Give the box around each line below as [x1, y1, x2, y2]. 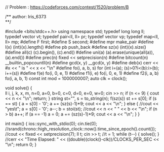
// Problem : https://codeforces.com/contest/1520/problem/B [5, 4, 129, 10]
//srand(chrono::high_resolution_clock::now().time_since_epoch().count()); [5, 126, 157, 132]
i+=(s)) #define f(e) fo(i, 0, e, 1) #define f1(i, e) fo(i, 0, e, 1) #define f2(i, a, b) [5, 70, 159, 76]
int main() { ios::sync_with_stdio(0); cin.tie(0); [5, 121, 97, 126]
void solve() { [5, 85, 33, 91]
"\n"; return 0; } [5, 142, 37, 147]
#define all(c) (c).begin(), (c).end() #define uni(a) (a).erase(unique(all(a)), [5, 49, 154, 55]
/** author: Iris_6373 [5, 14, 47, 19]
